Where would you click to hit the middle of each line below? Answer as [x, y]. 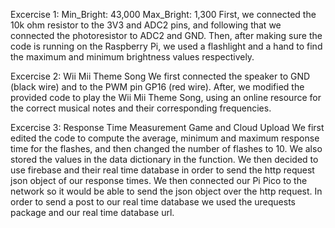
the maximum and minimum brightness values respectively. [132, 57]
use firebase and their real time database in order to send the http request [162, 170]
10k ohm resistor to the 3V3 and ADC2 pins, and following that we [146, 25]
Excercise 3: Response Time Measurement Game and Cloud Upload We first [167, 127]
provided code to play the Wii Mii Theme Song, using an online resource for [166, 97]
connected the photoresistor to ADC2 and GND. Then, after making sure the [166, 35]
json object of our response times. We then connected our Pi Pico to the [159, 180]
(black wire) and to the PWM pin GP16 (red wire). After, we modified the [157, 87]
